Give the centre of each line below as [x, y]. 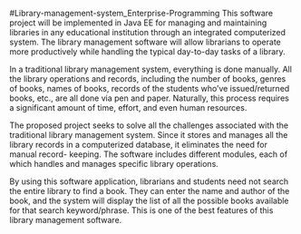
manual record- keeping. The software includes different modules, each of [149, 154]
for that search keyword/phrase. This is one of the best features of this [141, 210]
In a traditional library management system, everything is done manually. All [151, 69]
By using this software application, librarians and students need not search [149, 181]
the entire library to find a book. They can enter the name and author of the [150, 191]
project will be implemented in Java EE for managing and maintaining [138, 23]
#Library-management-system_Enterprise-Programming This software [141, 13]
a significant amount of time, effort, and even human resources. [128, 107]
